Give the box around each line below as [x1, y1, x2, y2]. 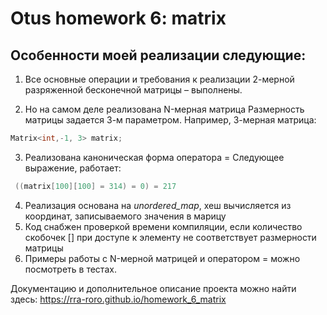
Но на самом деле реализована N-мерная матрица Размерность [24, 103, 305, 115]
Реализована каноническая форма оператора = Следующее [24, 151, 285, 163]
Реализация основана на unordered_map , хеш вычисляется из [24, 199, 292, 211]
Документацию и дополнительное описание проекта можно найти [10, 282, 297, 294]
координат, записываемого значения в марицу [24, 210, 227, 222]
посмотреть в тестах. [24, 263, 117, 275]
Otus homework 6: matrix [10, 7, 227, 30]
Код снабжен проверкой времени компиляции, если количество [24, 220, 303, 232]
